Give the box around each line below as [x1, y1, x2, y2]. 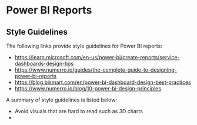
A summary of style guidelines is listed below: [6, 96, 118, 103]
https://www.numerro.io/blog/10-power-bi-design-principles [14, 85, 162, 92]
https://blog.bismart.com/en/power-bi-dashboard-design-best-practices [14, 79, 191, 86]
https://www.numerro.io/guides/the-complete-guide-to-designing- [14, 66, 177, 73]
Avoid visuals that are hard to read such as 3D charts [14, 108, 143, 114]
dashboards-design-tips [14, 60, 74, 67]
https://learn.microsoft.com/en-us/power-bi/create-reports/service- [14, 54, 181, 60]
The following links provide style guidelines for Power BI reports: [6, 42, 163, 49]
